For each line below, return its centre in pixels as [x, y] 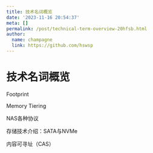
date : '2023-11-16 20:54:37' [43, 17]
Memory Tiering [26, 105]
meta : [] [17, 23]
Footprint [18, 94]
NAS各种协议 [23, 118]
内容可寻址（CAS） [30, 144]
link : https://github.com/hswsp [53, 46]
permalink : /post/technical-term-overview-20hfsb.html [77, 29]
